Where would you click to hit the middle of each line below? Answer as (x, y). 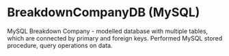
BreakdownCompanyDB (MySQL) (104, 12)
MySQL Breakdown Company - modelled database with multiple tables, (108, 31)
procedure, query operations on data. (60, 45)
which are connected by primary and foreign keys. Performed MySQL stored (115, 38)
